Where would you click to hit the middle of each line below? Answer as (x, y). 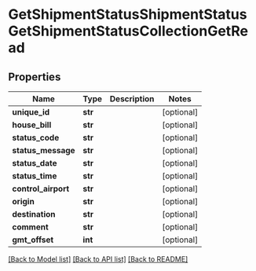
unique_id (31, 112)
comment (30, 227)
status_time (35, 176)
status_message (44, 150)
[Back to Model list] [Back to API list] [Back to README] (98, 259)
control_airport (41, 189)
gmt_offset (33, 240)
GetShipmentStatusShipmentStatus (128, 15)
